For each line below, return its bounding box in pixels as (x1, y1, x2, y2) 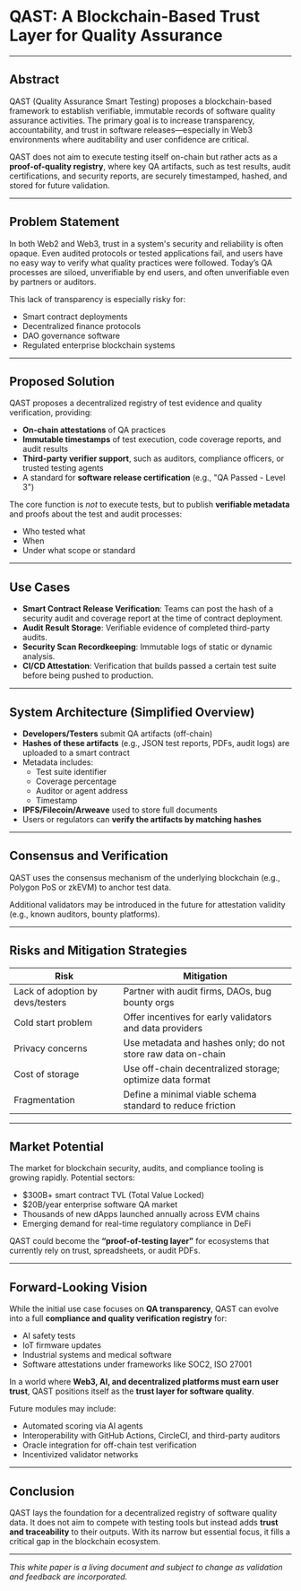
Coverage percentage (35, 776, 116, 787)
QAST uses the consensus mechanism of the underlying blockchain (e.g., (9, 872, 280, 882)
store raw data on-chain (123, 1048, 227, 1060)
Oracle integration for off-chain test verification (21, 1439, 197, 1450)
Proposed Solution (9, 374, 115, 389)
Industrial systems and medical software (21, 1350, 172, 1361)
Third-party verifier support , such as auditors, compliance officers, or (21, 453, 285, 464)
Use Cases (9, 579, 71, 595)
